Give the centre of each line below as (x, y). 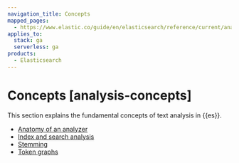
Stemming (33, 144)
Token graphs (38, 152)
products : (22, 54)
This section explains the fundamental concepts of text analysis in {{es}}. (115, 115)
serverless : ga (36, 47)
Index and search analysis (56, 137)
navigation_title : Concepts (49, 14)
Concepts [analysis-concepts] (100, 95)
